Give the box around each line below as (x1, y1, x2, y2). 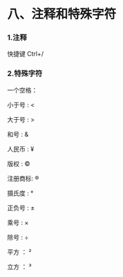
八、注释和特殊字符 (7, 6, 117, 22)
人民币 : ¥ (7, 145, 35, 153)
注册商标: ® (7, 174, 39, 182)
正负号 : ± (7, 204, 35, 212)
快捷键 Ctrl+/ (7, 50, 44, 58)
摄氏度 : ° (7, 188, 34, 197)
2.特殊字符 (7, 69, 43, 78)
